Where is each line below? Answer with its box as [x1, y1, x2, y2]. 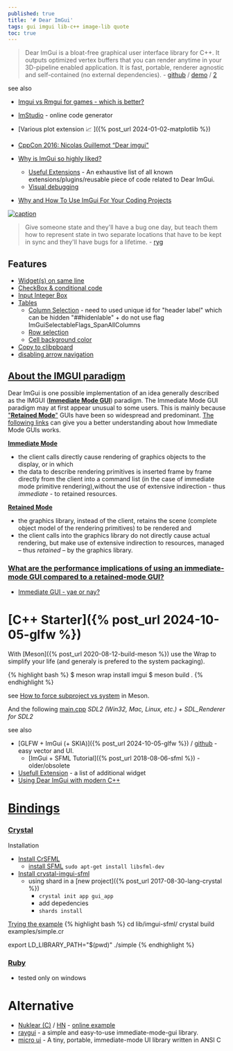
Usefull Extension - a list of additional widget [17, 769, 146, 777]
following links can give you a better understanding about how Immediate [8, 418, 218, 427]
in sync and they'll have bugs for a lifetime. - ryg [24, 238, 164, 247]
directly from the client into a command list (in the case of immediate [17, 474, 214, 483]
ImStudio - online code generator [17, 111, 113, 119]
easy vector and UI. [17, 747, 74, 755]
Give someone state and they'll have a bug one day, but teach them [24, 223, 218, 231]
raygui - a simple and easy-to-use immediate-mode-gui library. [17, 1028, 199, 1036]
